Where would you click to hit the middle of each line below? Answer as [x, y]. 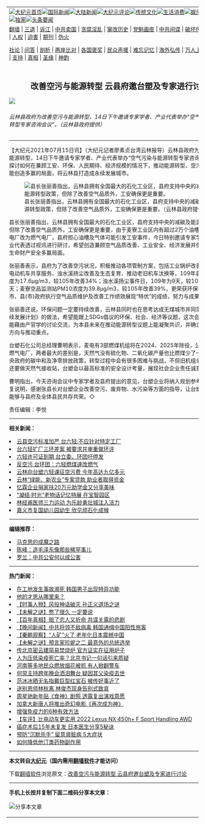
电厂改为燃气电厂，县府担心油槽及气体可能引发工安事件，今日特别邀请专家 [103, 238]
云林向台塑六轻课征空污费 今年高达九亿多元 [71, 472]
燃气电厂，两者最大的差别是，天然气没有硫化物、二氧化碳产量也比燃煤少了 [103, 353]
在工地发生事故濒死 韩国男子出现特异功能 [68, 589]
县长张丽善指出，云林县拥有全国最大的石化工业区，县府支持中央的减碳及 [100, 222]
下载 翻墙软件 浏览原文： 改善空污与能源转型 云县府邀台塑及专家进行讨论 [98, 774]
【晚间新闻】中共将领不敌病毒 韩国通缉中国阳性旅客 [81, 627]
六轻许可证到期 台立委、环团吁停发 [60, 457]
